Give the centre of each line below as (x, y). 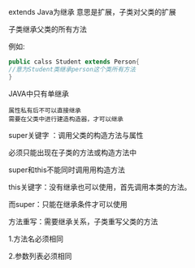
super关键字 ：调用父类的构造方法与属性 (76, 135)
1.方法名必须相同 (36, 239)
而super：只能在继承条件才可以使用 (68, 204)
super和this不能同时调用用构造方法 (67, 170)
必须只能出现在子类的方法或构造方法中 (72, 152)
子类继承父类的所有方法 (48, 29)
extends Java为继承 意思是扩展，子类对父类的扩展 (92, 12)
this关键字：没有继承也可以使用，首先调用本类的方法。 (100, 187)
